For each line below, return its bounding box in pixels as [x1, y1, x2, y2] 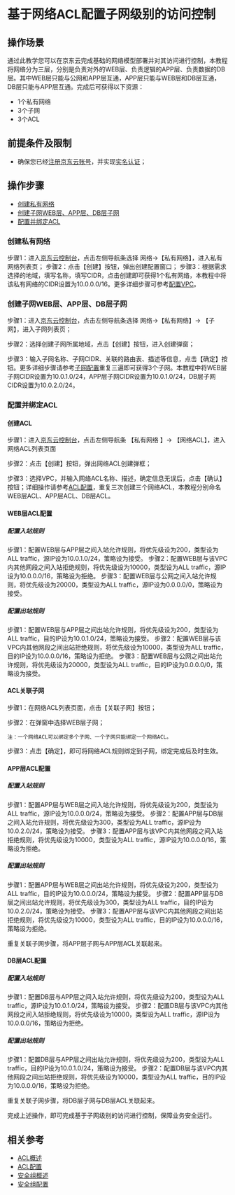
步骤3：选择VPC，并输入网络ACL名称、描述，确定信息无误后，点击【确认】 [7, 474, 226, 483]
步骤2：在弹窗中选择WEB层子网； [7, 718, 105, 727]
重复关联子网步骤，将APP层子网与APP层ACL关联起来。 [7, 939, 166, 947]
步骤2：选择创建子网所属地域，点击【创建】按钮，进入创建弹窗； [7, 340, 195, 349]
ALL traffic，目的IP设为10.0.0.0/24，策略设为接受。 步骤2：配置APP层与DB [7, 889, 224, 897]
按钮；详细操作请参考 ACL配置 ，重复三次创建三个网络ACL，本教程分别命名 [7, 483, 222, 491]
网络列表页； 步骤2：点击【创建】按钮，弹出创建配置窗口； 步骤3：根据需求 [7, 262, 227, 270]
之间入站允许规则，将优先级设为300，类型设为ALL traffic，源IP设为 [7, 818, 201, 826]
